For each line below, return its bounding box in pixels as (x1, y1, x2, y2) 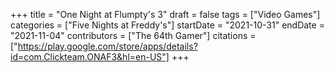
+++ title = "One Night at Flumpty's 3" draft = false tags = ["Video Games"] (10, 9, 321, 20)
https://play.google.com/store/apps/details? (17, 40, 198, 52)
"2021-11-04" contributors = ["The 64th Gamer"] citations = (10, 30, 257, 41)
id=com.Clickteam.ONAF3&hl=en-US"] (10, 51, 170, 63)
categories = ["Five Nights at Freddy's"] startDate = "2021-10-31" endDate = (10, 19, 325, 31)
